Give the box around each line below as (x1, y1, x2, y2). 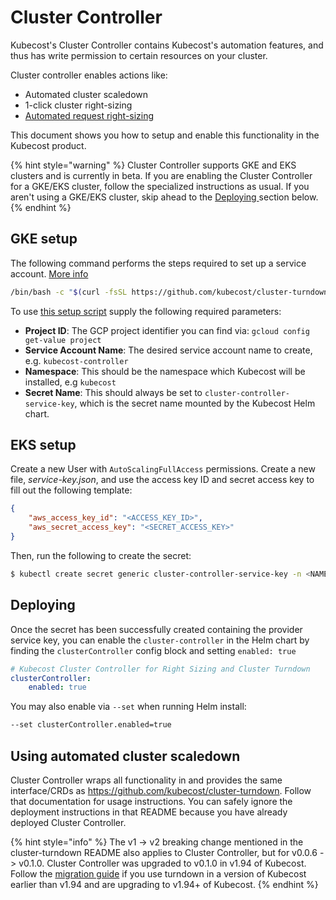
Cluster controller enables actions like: (10, 69, 168, 81)
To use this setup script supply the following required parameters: (10, 305, 282, 317)
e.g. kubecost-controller (24, 354, 129, 366)
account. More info (10, 267, 89, 280)
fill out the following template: (10, 484, 133, 496)
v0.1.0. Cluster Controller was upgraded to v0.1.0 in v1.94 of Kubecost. (18, 857, 307, 869)
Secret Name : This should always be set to (24, 386, 203, 398)
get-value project (24, 335, 102, 345)
